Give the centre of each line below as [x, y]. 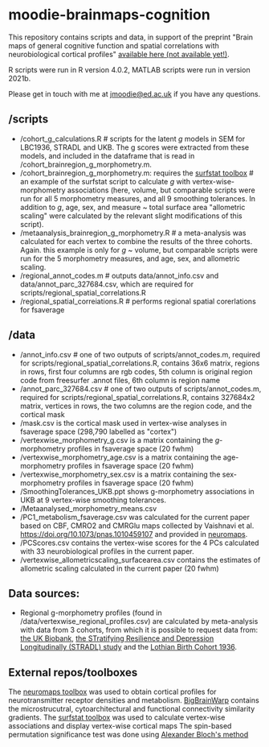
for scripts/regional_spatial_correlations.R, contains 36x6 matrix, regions [140, 363]
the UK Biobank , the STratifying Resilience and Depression [117, 638]
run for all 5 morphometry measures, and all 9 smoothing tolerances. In [137, 198]
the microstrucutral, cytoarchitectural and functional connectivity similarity [132, 709]
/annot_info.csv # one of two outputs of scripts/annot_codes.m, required [140, 354]
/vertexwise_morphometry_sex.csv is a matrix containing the [120, 474]
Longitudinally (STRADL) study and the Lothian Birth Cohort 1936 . [128, 647]
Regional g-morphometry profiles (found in [91, 613]
